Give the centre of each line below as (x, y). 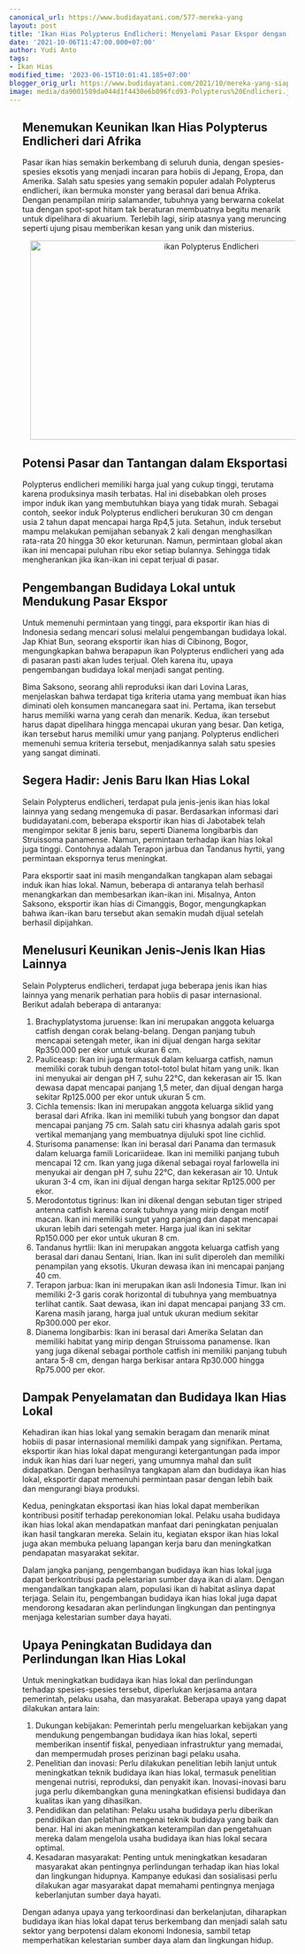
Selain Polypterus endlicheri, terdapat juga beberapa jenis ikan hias (145, 985)
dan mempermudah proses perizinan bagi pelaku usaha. (138, 1754)
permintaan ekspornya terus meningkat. (95, 858)
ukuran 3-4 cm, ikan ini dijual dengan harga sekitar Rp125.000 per (155, 1181)
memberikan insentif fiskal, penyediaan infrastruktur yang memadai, (159, 1744)
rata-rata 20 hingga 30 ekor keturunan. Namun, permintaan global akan (152, 541)
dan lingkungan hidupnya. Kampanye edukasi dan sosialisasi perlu (156, 1876)
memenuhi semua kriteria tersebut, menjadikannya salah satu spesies (149, 743)
